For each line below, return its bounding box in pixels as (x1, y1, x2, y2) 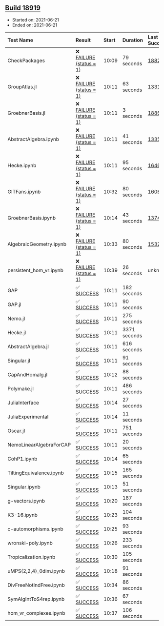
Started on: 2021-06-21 (12, 17, 60, 22)
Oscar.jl (7, 427, 25, 434)
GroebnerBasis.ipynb (7, 214, 56, 221)
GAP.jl (7, 301, 21, 308)
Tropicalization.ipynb (7, 553, 56, 560)
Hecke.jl (7, 329, 26, 336)
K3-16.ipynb (7, 511, 38, 518)
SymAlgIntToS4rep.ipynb (7, 595, 65, 602)
